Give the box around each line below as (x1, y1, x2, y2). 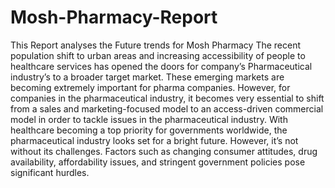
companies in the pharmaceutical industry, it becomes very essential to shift (10, 92, 325, 104)
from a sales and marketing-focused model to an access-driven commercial (10, 102, 324, 115)
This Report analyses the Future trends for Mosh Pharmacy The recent (10, 39, 302, 51)
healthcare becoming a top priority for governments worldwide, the (10, 124, 288, 136)
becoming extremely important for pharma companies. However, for (10, 81, 291, 93)
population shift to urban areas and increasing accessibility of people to (10, 49, 306, 61)
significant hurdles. (10, 166, 90, 178)
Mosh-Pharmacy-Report (10, 6, 218, 29)
